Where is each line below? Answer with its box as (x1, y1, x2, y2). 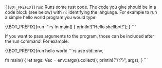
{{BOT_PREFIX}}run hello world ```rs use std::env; (5, 48, 104, 53)
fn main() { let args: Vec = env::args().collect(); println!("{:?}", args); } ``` (5, 57, 148, 63)
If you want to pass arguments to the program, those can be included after (5, 34, 154, 39)
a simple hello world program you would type (5, 15, 96, 20)
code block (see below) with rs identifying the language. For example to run (5, 9, 157, 15)
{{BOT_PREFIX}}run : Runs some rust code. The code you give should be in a (5, 4, 156, 10)
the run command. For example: (5, 38, 69, 44)
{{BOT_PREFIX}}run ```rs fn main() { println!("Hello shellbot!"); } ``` (5, 24, 136, 30)
